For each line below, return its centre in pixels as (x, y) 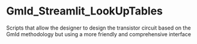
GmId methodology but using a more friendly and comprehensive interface (98, 34)
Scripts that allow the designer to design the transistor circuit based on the (98, 28)
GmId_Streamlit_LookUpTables (85, 11)
